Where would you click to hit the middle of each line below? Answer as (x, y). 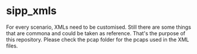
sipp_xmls (31, 11)
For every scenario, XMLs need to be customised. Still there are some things (98, 27)
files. (12, 46)
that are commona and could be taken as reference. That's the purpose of (96, 33)
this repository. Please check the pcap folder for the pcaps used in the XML (98, 39)
